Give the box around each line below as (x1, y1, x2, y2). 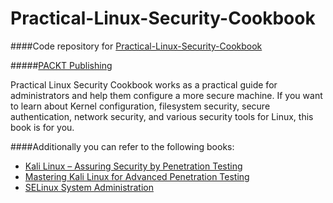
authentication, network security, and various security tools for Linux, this (10, 110, 314, 122)
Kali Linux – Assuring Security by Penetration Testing (24, 160, 243, 172)
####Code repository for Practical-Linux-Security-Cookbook (10, 40, 263, 52)
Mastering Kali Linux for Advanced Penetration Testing (24, 170, 250, 182)
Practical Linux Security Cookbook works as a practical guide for (10, 78, 278, 91)
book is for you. (10, 121, 75, 133)
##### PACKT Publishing (10, 59, 113, 71)
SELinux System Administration (24, 181, 154, 193)
